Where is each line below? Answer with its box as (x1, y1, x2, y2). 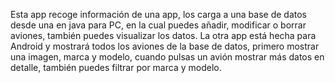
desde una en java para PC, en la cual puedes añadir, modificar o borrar (10, 19, 307, 31)
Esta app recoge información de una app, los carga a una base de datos (10, 9, 307, 20)
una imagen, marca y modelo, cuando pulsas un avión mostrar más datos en (10, 51, 325, 63)
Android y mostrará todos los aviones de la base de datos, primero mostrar (10, 40, 320, 52)
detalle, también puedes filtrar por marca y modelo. (10, 62, 222, 73)
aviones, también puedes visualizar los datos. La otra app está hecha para (10, 30, 317, 41)
